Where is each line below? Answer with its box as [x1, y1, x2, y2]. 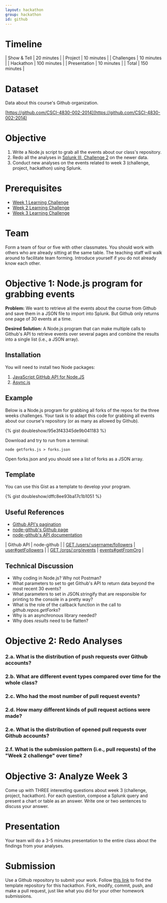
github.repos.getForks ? [12, 607, 61, 613]
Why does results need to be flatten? [12, 618, 88, 624]
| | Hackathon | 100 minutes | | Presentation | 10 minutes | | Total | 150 [5, 60, 148, 66]
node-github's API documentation [12, 532, 82, 538]
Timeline [5, 38, 42, 50]
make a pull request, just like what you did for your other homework [5, 887, 144, 893]
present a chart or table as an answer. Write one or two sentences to [5, 797, 146, 804]
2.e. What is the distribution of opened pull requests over [5, 726, 147, 733]
